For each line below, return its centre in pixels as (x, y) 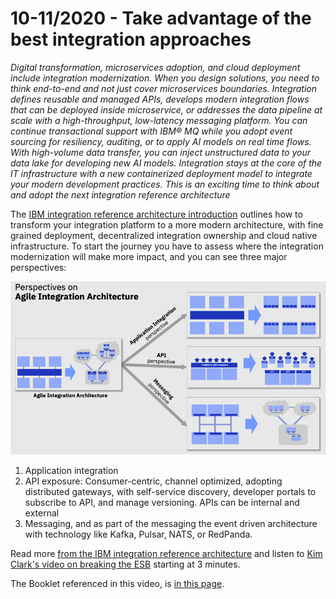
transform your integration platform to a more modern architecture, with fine (167, 224)
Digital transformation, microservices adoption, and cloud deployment (155, 67)
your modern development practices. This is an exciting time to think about (165, 184)
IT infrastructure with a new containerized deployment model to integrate (161, 173)
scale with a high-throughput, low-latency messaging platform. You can (159, 120)
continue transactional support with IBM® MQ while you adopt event (151, 131)
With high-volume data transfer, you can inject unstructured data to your (161, 152)
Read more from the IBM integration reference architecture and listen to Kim (166, 553)
